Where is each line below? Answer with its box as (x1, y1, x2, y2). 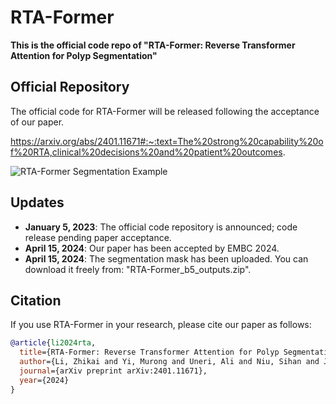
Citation (10, 292, 62, 309)
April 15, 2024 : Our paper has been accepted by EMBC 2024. (24, 242, 280, 254)
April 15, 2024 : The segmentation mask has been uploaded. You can (24, 252, 309, 265)
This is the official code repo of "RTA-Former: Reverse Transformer (10, 39, 296, 51)
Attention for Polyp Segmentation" (10, 49, 158, 61)
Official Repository (10, 79, 130, 96)
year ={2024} (19, 375, 70, 385)
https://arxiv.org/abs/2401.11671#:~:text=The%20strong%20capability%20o (10, 135, 324, 147)
